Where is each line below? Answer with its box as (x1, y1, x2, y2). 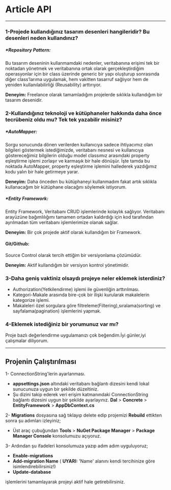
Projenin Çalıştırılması (5, 357, 76, 366)
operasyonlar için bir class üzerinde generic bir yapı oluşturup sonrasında (5, 70, 159, 77)
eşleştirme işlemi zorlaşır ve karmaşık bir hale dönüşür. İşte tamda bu (5, 158, 150, 164)
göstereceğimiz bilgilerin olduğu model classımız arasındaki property (5, 152, 150, 159)
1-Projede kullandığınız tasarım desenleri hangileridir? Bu (5, 28, 150, 35)
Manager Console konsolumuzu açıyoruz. (12, 433, 101, 439)
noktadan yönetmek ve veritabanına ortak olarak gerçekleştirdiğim (5, 65, 144, 71)
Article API (5, 4, 52, 15)
